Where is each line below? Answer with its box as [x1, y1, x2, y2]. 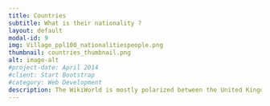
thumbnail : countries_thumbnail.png [8, 49, 131, 57]
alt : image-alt [8, 57, 59, 65]
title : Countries [8, 11, 67, 20]
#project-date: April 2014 [8, 64, 99, 72]
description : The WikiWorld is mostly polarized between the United [8, 85, 243, 94]
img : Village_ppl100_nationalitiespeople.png [8, 41, 163, 49]
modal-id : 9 [8, 33, 48, 42]
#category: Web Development [8, 78, 103, 86]
